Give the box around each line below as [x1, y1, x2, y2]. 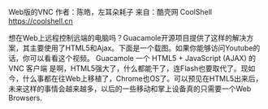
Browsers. [8, 93, 43, 102]
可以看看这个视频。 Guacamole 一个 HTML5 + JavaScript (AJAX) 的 [29, 54, 256, 63]
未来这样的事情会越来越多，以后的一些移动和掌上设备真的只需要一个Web [8, 84, 252, 94]
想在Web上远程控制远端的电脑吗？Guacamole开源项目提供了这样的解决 [8, 33, 247, 42]
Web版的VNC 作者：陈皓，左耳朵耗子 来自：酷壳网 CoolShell [8, 7, 213, 16]
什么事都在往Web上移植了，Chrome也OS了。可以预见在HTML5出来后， [22, 74, 263, 83]
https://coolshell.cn [8, 16, 73, 26]
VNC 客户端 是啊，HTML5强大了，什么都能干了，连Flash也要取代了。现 [8, 63, 249, 73]
